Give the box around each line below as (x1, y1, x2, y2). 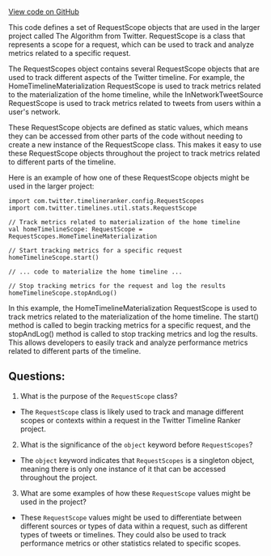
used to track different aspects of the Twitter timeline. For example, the (8, 73, 245, 82)
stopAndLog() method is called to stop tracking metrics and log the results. (8, 329, 258, 338)
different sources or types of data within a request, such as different (19, 521, 248, 531)
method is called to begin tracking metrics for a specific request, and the (8, 320, 251, 330)
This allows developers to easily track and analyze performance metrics (8, 337, 248, 347)
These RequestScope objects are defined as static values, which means (8, 123, 248, 132)
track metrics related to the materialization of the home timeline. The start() (8, 312, 259, 321)
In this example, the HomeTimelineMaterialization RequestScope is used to (8, 303, 257, 312)
